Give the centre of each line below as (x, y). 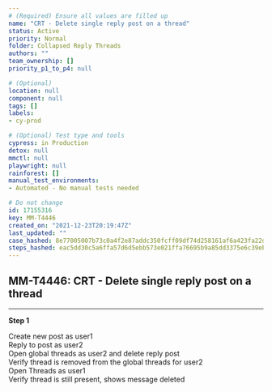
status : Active (34, 31)
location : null (34, 91)
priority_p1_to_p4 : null (50, 69)
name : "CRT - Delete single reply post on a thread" (99, 23)
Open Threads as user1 (47, 370)
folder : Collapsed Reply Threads (65, 46)
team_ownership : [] (41, 62)
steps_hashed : (32, 248)
